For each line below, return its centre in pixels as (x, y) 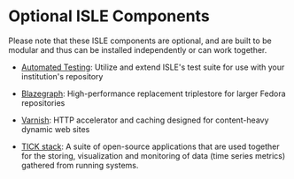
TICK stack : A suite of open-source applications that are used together (150, 146)
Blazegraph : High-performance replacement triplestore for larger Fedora (153, 93)
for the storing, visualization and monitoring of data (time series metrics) (153, 155)
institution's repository (62, 76)
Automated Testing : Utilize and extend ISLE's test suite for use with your (153, 67)
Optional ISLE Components (109, 16)
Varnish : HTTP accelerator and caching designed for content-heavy (145, 120)
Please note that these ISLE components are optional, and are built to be (140, 41)
